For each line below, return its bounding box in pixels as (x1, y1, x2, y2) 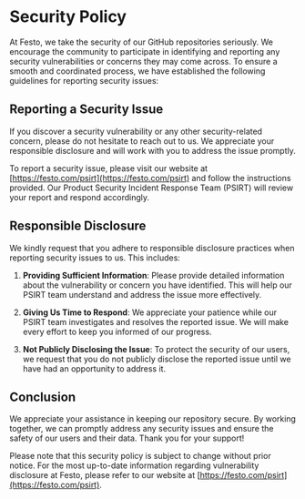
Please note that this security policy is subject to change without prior (9, 451, 271, 462)
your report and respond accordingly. (9, 191, 150, 202)
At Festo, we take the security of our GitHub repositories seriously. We (9, 36, 273, 47)
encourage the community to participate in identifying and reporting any (9, 46, 280, 56)
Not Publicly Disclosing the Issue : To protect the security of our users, (22, 343, 290, 354)
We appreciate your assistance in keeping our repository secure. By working (9, 413, 296, 424)
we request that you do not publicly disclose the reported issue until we (22, 353, 291, 364)
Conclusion (9, 389, 76, 404)
